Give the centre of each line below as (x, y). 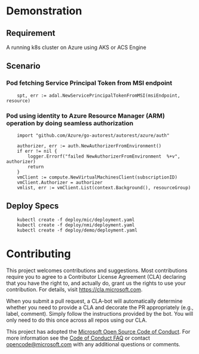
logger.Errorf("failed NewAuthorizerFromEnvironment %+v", (104, 156)
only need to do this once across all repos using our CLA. (77, 320)
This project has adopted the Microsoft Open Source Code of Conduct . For (98, 331)
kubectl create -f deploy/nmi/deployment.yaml (76, 225)
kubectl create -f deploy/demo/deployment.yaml (77, 230)
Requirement (31, 33)
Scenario (23, 66)
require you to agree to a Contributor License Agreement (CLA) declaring (96, 276)
